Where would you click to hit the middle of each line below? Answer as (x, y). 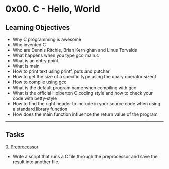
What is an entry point (35, 61)
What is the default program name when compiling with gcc (74, 88)
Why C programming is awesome (47, 39)
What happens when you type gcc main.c (56, 55)
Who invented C (29, 45)
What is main (26, 66)
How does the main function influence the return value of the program (85, 114)
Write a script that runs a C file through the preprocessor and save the (85, 156)
